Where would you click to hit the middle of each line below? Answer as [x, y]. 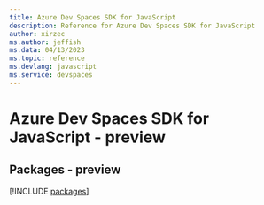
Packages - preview [65, 170]
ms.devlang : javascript [53, 67]
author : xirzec [37, 34]
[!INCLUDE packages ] [49, 191]
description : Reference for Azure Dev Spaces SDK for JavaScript [132, 26]
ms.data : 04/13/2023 [47, 50]
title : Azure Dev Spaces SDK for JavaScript [93, 17]
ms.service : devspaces [51, 75]
